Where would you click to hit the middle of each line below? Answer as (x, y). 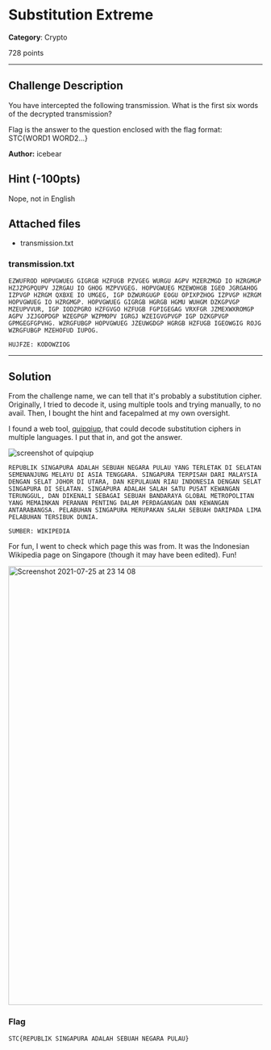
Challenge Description (66, 86)
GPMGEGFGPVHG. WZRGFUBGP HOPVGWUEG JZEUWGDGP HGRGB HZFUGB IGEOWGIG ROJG (135, 323)
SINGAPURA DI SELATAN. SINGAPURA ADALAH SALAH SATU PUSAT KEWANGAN (124, 489)
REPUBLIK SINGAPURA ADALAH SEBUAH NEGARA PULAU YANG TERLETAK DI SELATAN (135, 468)
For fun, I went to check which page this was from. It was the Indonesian (129, 546)
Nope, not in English (42, 199)
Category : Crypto (38, 37)
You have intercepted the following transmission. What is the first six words (133, 105)
